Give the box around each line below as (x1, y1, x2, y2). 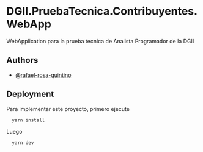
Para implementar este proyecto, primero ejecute (6, 105, 130, 112)
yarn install (12, 117, 45, 123)
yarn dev (12, 140, 34, 146)
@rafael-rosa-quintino (15, 71, 72, 79)
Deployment (6, 89, 54, 100)
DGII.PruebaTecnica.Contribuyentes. (6, 4, 197, 18)
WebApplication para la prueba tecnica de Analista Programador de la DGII (6, 37, 194, 45)
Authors (6, 55, 39, 65)
